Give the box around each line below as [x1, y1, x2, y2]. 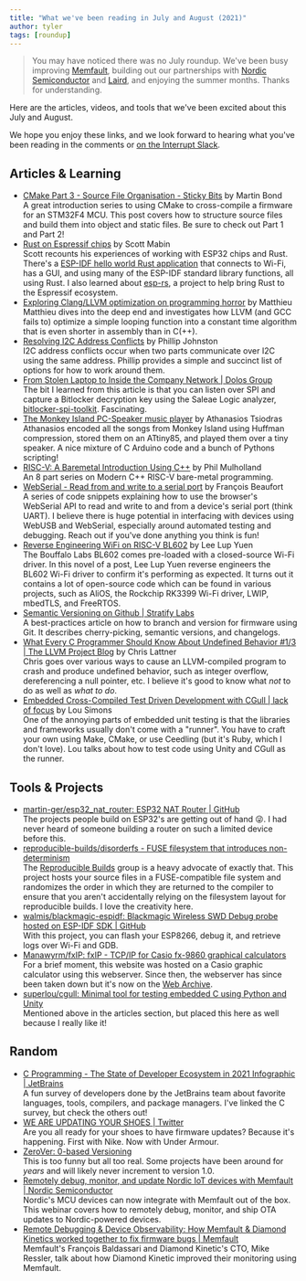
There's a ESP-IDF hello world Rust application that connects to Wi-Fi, [22, 258, 287, 270]
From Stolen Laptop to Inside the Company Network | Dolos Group [22, 375, 273, 386]
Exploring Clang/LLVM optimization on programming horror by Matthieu [22, 297, 292, 308]
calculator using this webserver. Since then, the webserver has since [22, 969, 282, 979]
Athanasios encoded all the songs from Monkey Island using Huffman [22, 423, 285, 434]
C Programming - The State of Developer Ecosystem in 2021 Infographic [22, 1068, 296, 1079]
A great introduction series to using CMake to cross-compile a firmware [22, 200, 293, 211]
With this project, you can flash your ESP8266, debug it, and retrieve [22, 930, 281, 941]
